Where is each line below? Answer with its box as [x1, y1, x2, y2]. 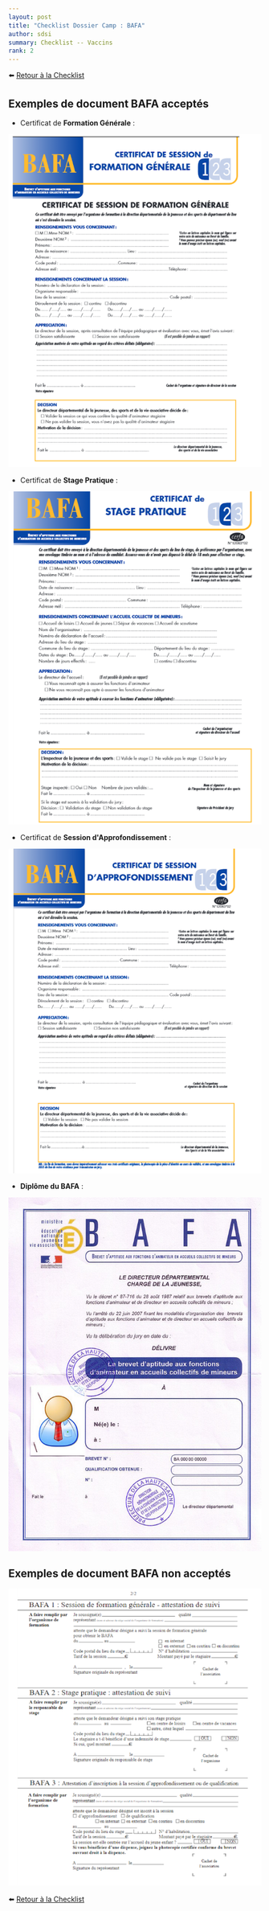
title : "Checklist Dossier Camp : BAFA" [8, 21, 146, 30]
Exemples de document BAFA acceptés [8, 96, 210, 110]
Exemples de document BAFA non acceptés [8, 1566, 231, 1580]
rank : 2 [8, 47, 35, 55]
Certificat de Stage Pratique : [19, 475, 118, 486]
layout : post [8, 13, 52, 21]
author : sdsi [8, 30, 52, 38]
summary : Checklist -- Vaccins [8, 39, 113, 47]
